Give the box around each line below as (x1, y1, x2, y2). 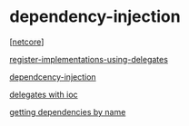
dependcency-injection (9, 71, 97, 82)
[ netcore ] (9, 36, 45, 47)
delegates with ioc (9, 89, 79, 100)
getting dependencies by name (9, 106, 126, 117)
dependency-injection (9, 6, 181, 27)
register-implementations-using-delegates (9, 53, 168, 64)
